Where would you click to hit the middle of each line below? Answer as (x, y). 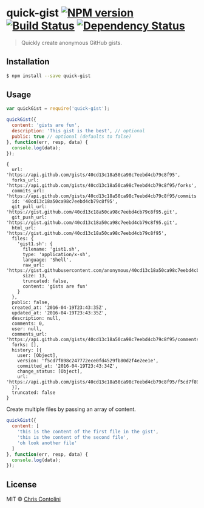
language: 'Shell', (47, 260)
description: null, (36, 319)
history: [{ (27, 350)
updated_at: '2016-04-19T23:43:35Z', (59, 313)
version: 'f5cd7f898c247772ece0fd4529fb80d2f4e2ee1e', (88, 361)
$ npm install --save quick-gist (49, 76)
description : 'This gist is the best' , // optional (79, 131)
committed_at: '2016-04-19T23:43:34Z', (68, 366)
